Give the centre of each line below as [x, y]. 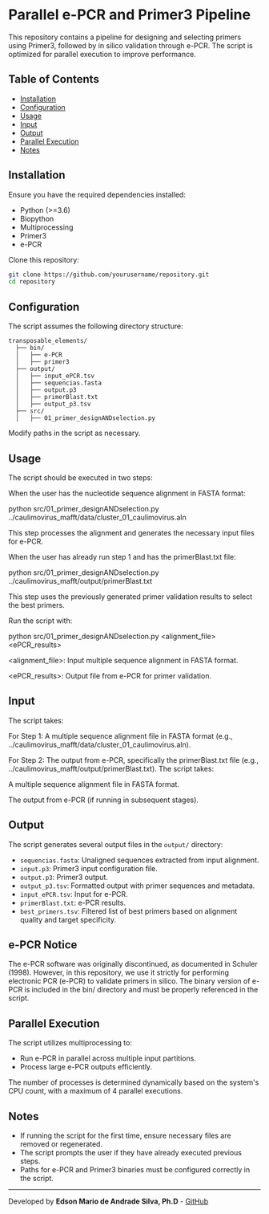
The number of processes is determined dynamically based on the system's [134, 1082]
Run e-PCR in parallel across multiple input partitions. [108, 1058]
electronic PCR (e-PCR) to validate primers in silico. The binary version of [129, 981]
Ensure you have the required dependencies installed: [97, 194]
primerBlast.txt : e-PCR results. [73, 902]
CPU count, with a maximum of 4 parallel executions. [96, 1091]
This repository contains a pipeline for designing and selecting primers [125, 37]
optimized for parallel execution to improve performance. [102, 54]
